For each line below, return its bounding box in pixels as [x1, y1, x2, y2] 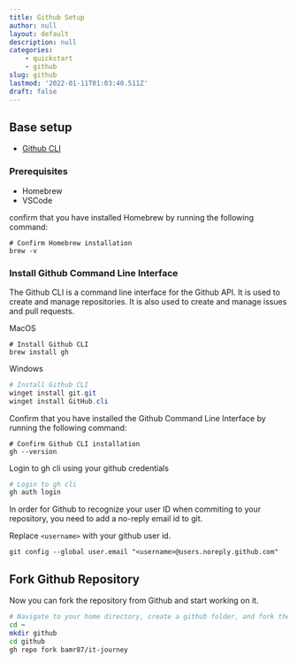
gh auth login [9, 488, 62, 497]
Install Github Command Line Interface [9, 266, 179, 279]
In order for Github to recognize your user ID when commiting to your [9, 504, 262, 514]
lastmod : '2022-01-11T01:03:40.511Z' [9, 79, 148, 88]
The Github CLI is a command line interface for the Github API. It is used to [9, 287, 281, 297]
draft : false [9, 87, 57, 96]
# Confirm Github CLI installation [9, 439, 141, 448]
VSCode [21, 195, 53, 205]
